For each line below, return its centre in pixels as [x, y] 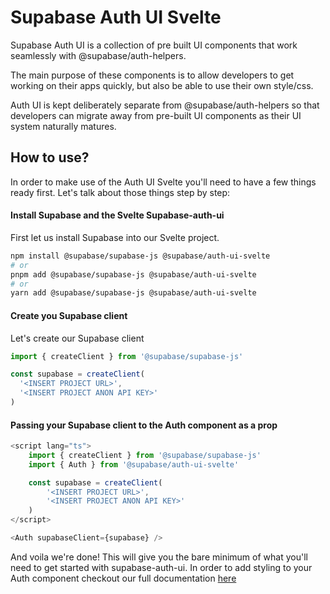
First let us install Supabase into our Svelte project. [115, 237]
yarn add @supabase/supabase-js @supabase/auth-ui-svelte [133, 293]
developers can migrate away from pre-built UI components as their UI [156, 115]
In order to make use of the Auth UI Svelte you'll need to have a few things [163, 182]
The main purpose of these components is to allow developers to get [152, 75]
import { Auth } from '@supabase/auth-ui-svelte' [134, 464]
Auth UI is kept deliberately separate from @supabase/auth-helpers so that [165, 105]
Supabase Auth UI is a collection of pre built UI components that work [154, 45]
